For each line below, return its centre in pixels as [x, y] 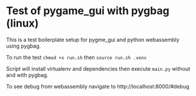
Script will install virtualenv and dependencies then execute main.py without [98, 68]
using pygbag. [24, 46]
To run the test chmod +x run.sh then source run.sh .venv [76, 57]
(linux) [22, 23]
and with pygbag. [27, 75]
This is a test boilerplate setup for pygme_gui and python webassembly [93, 39]
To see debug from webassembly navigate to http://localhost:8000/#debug [98, 86]
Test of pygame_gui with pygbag [88, 11]
